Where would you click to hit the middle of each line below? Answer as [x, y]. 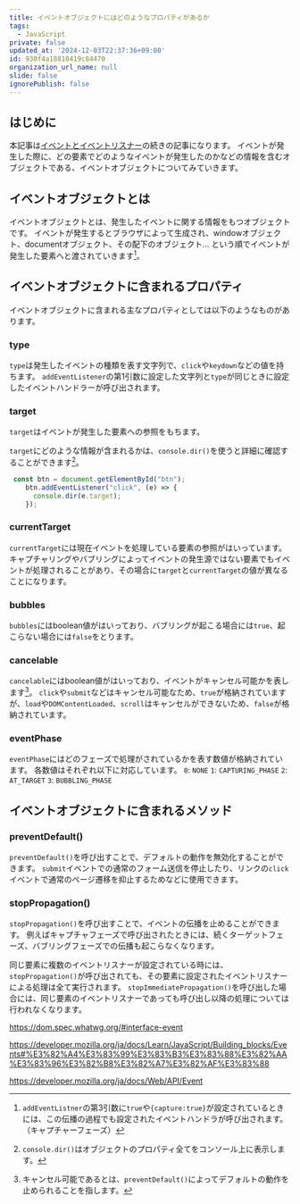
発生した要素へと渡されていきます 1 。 [77, 255]
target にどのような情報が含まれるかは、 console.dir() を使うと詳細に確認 [145, 451]
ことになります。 [40, 581]
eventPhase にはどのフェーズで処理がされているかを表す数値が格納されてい [146, 759]
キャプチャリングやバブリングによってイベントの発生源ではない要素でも [142, 558]
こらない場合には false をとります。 [74, 637]
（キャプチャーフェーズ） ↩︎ [73, 1130]
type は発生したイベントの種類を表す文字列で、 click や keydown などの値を [143, 365]
